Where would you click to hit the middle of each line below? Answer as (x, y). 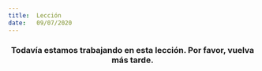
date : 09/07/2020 (40, 23)
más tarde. (133, 60)
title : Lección (35, 15)
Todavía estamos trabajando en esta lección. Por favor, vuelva (133, 50)
